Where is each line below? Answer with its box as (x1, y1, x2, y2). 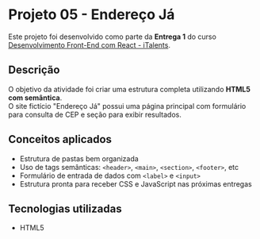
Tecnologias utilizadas (8, 202, 122, 215)
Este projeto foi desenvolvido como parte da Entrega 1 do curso (8, 32, 216, 41)
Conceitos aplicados (8, 133, 113, 146)
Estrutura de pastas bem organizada (19, 153, 139, 164)
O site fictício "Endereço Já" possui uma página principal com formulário (8, 101, 247, 110)
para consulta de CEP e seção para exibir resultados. (8, 110, 182, 119)
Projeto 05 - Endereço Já (8, 6, 175, 24)
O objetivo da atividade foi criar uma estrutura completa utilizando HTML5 (8, 84, 251, 94)
